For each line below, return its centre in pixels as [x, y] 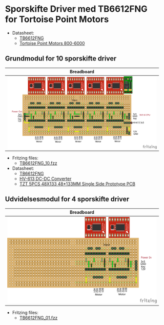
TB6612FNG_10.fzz [38, 163]
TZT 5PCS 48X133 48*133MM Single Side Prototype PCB [77, 184]
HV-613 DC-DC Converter [45, 179]
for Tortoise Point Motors [57, 19]
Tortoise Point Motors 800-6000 [52, 43]
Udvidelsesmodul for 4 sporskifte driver [67, 199]
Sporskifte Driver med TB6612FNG [76, 9]
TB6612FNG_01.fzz [38, 318]
